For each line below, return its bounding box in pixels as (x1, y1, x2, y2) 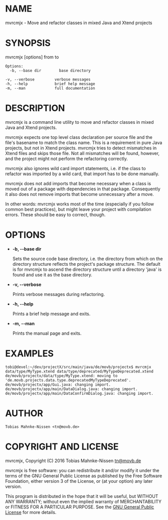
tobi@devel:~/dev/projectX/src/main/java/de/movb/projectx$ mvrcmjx (5, 364, 151, 369)
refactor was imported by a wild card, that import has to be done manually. (5, 171, 159, 177)
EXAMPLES (5, 348, 54, 359)
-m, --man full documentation (5, 86, 95, 91)
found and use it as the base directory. (12, 271, 93, 277)
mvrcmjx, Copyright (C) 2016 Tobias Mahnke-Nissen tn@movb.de (5, 458, 141, 464)
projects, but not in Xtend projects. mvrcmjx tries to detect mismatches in (5, 144, 157, 151)
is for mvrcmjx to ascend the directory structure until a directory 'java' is (12, 266, 162, 272)
